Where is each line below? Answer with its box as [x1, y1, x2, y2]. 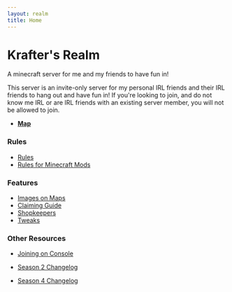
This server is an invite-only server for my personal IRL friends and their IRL [7, 83, 225, 92]
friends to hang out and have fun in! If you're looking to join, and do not [7, 91, 212, 99]
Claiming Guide [17, 201, 61, 210]
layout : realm [7, 10, 49, 18]
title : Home [7, 17, 42, 24]
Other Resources [7, 233, 66, 243]
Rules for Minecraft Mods [17, 160, 91, 169]
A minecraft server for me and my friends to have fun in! [7, 70, 169, 78]
